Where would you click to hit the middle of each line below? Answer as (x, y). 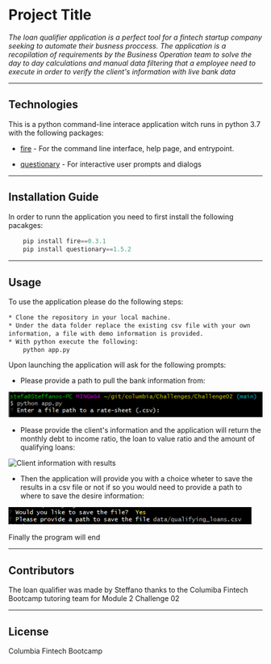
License (29, 631)
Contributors (42, 571)
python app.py (46, 350)
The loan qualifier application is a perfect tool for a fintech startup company (135, 37)
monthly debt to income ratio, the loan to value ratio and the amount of (138, 439)
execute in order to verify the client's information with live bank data (122, 71)
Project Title (50, 15)
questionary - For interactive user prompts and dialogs (110, 164)
